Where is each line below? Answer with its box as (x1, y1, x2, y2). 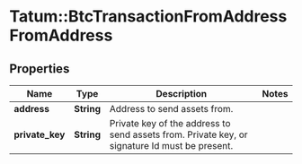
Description (155, 88, 208, 99)
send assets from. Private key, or (109, 128, 248, 141)
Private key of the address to (109, 117, 231, 129)
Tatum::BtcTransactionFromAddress (9, 6, 288, 27)
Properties (9, 61, 70, 76)
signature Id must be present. (109, 140, 234, 151)
